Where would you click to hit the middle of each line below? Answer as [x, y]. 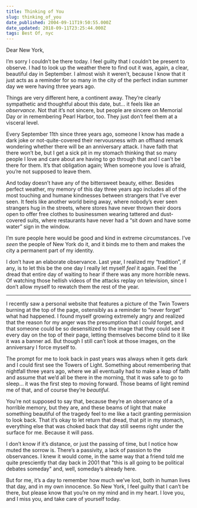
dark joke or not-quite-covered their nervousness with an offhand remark [95, 140]
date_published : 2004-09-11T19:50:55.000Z [59, 22]
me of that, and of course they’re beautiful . [58, 390]
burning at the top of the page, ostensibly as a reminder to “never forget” [94, 310]
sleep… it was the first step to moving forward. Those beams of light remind [98, 384]
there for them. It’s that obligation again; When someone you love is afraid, [96, 166]
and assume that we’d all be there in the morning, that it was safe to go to [95, 378]
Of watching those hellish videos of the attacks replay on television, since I [96, 281]
